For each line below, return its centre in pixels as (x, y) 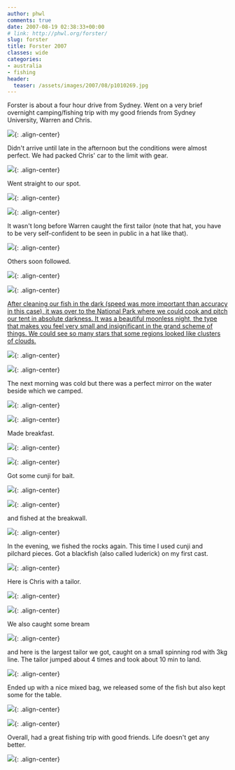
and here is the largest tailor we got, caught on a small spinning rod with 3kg (117, 652)
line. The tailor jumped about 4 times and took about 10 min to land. (104, 659)
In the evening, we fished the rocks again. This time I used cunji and (105, 546)
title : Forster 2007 (37, 46)
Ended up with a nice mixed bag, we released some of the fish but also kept (116, 687)
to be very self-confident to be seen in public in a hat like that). (98, 233)
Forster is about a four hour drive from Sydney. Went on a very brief (105, 105)
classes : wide (28, 53)
